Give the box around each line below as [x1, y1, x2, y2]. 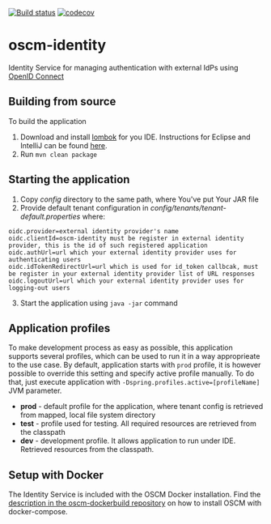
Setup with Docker [8, 468, 104, 482]
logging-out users [8, 283, 70, 292]
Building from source [8, 95, 116, 109]
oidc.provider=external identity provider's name [8, 227, 180, 235]
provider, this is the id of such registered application [8, 241, 208, 249]
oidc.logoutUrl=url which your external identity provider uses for [8, 276, 244, 285]
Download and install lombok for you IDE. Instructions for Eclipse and [19, 132, 251, 142]
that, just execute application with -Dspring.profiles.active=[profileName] [8, 377, 260, 387]
